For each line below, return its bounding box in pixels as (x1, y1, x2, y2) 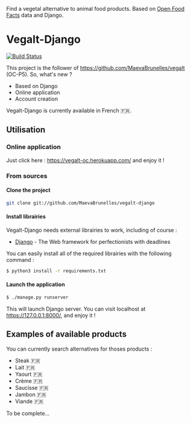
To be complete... (6, 410, 50, 417)
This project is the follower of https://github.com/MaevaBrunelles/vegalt (6, 64, 185, 71)
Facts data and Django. (6, 11, 64, 19)
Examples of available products (6, 329, 127, 340)
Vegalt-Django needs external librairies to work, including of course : (6, 226, 178, 234)
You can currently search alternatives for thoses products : (6, 345, 152, 352)
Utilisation (6, 125, 46, 135)
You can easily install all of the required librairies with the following (6, 250, 172, 257)
